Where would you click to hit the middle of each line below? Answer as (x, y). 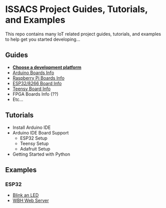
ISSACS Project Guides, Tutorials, (76, 9)
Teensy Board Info (31, 89)
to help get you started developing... (43, 39)
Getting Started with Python (41, 154)
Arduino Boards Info (33, 73)
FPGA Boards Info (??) (35, 94)
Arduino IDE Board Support (40, 132)
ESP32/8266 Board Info (37, 83)
